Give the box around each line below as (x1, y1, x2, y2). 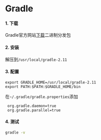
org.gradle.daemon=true (7, 103, 56, 108)
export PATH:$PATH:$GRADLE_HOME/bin (5, 84, 81, 89)
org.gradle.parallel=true (7, 107, 61, 113)
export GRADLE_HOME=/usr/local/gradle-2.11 (5, 80, 97, 85)
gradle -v (5, 130, 26, 135)
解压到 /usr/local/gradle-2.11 (5, 56, 67, 62)
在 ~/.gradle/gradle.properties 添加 (5, 93, 78, 99)
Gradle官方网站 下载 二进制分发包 (5, 32, 71, 38)
